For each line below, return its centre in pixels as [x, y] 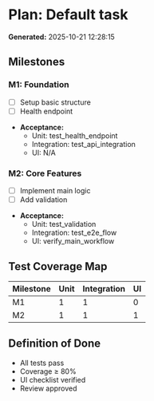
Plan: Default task [69, 15]
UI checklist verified [53, 379]
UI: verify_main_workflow [73, 241]
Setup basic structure [55, 102]
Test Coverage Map [58, 266]
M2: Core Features [45, 173]
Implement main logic [55, 191]
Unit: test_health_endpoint [75, 135]
